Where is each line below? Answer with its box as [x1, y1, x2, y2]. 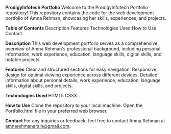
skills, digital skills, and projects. [5, 83, 73, 89]
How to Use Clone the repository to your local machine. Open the [5, 102, 143, 109]
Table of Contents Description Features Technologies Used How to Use [5, 25, 157, 31]
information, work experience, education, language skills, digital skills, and [5, 51, 162, 57]
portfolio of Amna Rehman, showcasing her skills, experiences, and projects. [5, 15, 166, 21]
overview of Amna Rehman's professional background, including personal [5, 46, 161, 51]
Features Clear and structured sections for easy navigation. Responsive [5, 66, 157, 72]
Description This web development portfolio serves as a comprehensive [5, 40, 158, 46]
